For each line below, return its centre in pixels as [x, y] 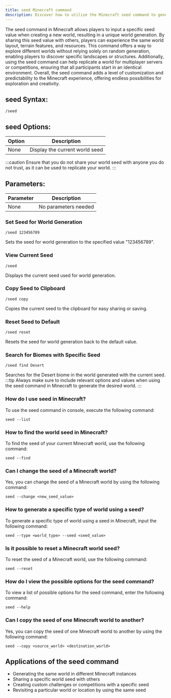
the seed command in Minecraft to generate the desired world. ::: [74, 386]
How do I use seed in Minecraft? [46, 399]
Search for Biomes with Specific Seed [53, 355]
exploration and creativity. [33, 83]
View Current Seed [29, 255]
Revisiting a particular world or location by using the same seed [79, 690]
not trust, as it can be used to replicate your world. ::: [61, 168]
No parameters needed [66, 206]
